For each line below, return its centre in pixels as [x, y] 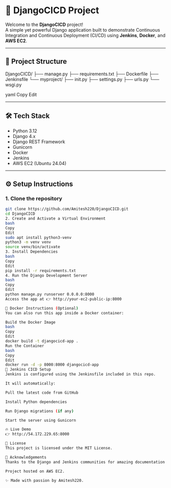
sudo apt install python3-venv [38, 237]
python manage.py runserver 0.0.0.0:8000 [50, 294]
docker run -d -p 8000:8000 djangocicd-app [52, 365]
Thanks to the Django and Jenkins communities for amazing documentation [85, 462]
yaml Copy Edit [21, 94]
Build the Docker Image [31, 322]
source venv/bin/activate [33, 247]
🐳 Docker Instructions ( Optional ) [42, 308]
